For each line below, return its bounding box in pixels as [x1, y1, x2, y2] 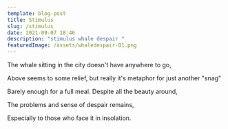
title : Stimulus [7, 16, 54, 23]
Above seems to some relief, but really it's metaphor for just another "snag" [7, 74, 222, 82]
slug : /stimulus [7, 23, 54, 30]
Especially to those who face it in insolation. [7, 114, 132, 122]
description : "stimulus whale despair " [7, 36, 125, 43]
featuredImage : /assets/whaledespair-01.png [7, 42, 137, 49]
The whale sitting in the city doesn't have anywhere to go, [7, 61, 172, 69]
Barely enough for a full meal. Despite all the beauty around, [7, 87, 178, 95]
